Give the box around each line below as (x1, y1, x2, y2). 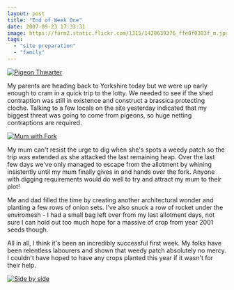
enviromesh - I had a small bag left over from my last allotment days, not (7, 210, 215, 219)
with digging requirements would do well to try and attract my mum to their (7, 175, 221, 183)
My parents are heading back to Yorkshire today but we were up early (7, 81, 208, 90)
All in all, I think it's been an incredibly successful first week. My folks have (7, 239, 221, 247)
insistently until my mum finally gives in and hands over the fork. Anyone (7, 168, 215, 176)
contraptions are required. (7, 118, 82, 127)
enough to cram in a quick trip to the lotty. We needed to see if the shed (7, 88, 214, 97)
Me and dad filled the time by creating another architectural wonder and (7, 195, 214, 204)
